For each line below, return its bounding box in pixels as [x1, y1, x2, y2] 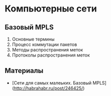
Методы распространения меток [12, 47, 83, 52]
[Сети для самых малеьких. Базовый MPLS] [12, 79, 106, 85]
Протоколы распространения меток [12, 52, 90, 58]
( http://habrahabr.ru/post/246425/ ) [12, 85, 85, 91]
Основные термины [12, 36, 55, 42]
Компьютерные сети [5, 3, 97, 14]
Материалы [5, 66, 44, 75]
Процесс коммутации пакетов [12, 41, 77, 47]
